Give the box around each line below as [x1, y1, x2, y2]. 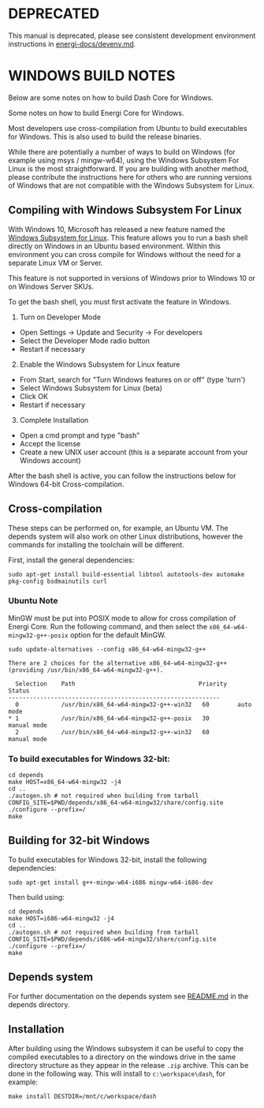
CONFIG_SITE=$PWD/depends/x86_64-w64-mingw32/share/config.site [8, 799, 224, 807]
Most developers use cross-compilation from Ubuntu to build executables [8, 123, 247, 132]
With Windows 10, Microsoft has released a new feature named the [8, 224, 226, 233]
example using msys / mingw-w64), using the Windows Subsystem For [8, 155, 240, 165]
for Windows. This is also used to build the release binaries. [8, 132, 203, 141]
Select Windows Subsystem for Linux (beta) [19, 383, 163, 393]
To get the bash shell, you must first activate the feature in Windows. [8, 297, 232, 306]
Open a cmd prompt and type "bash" [19, 431, 140, 440]
